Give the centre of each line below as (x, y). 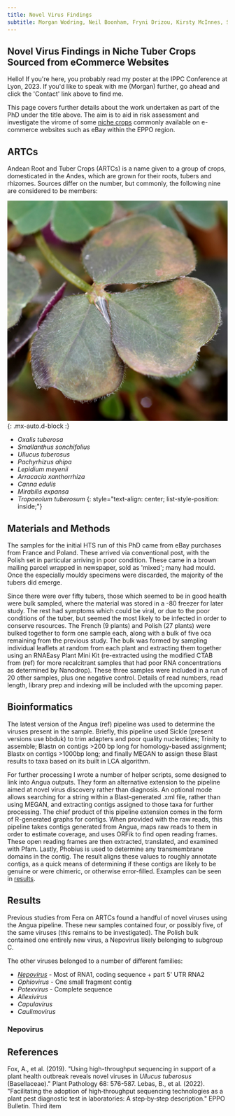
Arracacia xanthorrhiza (51, 477)
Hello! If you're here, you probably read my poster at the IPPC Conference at (117, 79)
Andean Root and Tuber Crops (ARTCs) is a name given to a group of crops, (116, 169)
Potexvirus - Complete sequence (65, 989)
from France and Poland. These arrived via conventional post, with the (108, 552)
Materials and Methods (59, 528)
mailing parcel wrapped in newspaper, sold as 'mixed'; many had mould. (111, 567)
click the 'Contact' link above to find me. (65, 94)
